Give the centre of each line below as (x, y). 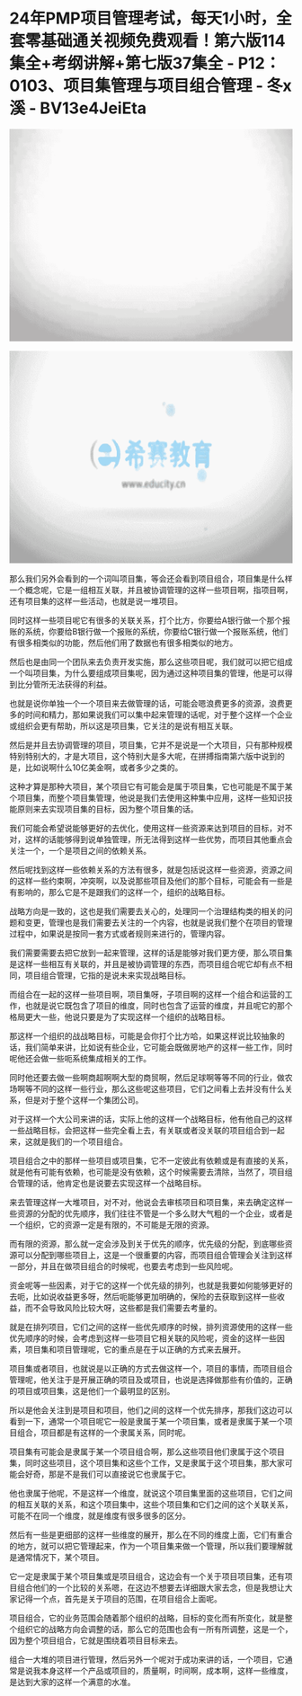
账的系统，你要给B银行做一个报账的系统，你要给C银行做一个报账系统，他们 (149, 631)
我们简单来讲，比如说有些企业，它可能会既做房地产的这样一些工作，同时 (159, 1047)
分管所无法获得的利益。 (68, 684)
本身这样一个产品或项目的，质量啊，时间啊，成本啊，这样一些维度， (166, 1670)
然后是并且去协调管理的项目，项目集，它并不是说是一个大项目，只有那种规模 (151, 745)
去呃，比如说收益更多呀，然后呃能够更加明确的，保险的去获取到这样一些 (143, 1296)
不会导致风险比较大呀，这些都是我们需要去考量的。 (127, 1308)
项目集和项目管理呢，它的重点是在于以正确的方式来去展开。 (135, 1349)
